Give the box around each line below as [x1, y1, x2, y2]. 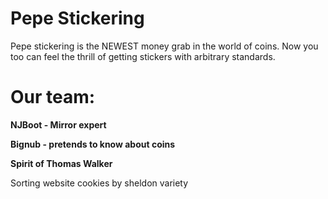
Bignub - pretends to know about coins [10, 138, 176, 150]
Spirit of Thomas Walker [10, 157, 113, 169]
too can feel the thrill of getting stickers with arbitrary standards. [10, 50, 276, 62]
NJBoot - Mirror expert [10, 118, 107, 131]
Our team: [10, 86, 96, 109]
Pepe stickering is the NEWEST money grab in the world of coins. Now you [10, 40, 319, 52]
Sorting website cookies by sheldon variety [10, 177, 189, 189]
